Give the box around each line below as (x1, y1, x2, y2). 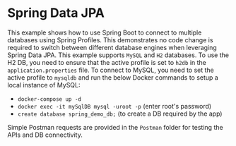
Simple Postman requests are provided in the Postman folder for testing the (7, 123, 224, 131)
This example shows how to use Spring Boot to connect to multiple (7, 28, 202, 37)
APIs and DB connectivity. (7, 130, 83, 139)
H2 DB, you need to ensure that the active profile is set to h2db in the (7, 58, 206, 66)
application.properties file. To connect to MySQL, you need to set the (7, 66, 214, 74)
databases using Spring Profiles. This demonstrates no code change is (7, 35, 213, 44)
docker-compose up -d (17, 95, 81, 103)
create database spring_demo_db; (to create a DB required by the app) (17, 109, 223, 118)
